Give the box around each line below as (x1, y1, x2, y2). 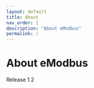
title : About (6, 14, 39, 20)
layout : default (6, 8, 47, 15)
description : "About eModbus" (6, 25, 82, 32)
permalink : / (6, 31, 39, 37)
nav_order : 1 (6, 20, 39, 26)
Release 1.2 (6, 76, 35, 83)
